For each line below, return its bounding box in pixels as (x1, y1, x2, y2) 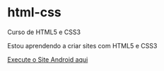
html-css (7, 4, 61, 21)
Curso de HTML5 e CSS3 (7, 28, 81, 36)
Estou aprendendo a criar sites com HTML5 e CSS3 (7, 41, 158, 50)
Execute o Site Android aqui (7, 55, 88, 64)
